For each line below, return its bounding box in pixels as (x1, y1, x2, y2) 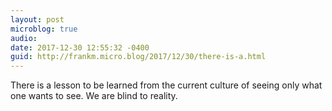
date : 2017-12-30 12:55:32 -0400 (10, 42, 150, 53)
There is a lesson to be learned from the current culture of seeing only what (10, 79, 323, 91)
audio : (10, 33, 38, 43)
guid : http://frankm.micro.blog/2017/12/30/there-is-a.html (10, 52, 267, 62)
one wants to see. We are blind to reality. (10, 90, 178, 102)
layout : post (10, 14, 65, 25)
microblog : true (10, 24, 78, 34)
